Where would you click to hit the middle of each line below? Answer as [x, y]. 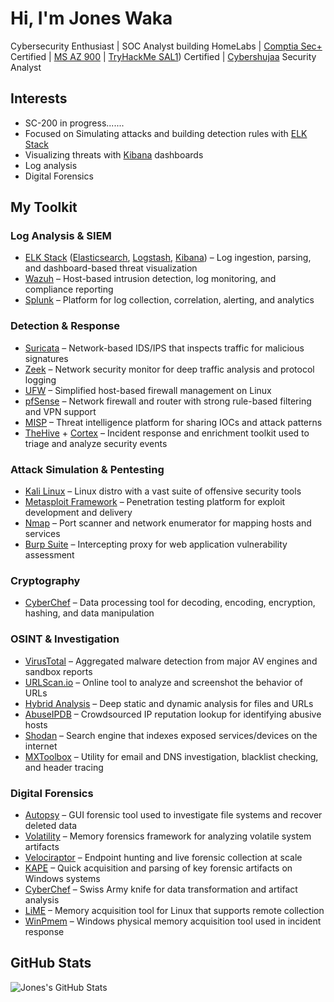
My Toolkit [44, 207]
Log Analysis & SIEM [61, 236]
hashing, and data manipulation [89, 613]
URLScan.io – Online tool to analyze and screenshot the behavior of [163, 682]
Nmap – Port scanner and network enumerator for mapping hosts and [168, 523]
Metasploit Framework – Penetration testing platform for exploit [155, 502]
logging [40, 379]
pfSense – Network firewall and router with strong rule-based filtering [168, 401]
